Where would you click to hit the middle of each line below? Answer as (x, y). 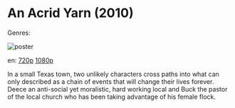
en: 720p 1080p (30, 60)
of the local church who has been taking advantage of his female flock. (111, 97)
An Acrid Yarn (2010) (70, 13)
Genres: (19, 33)
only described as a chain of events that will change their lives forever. (111, 81)
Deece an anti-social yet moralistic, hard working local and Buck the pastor (117, 89)
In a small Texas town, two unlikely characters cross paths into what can (113, 74)
